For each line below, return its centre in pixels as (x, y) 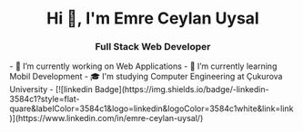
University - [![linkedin (51, 90)
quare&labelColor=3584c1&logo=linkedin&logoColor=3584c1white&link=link (151, 108)
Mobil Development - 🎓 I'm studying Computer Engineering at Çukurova (146, 77)
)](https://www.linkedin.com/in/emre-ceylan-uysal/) (106, 118)
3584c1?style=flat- (45, 99)
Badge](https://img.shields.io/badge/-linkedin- (182, 90)
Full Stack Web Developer (153, 47)
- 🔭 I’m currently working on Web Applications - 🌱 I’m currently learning (143, 66)
